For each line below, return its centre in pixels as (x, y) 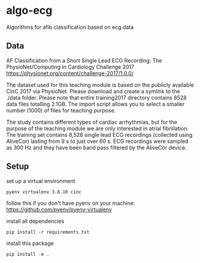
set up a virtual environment (41, 181)
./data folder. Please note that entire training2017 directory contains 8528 (96, 97)
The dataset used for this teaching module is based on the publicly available (100, 85)
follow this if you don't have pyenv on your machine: (71, 203)
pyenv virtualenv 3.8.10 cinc (44, 192)
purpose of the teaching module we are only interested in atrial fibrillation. (97, 128)
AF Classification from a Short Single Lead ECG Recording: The (84, 60)
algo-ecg (29, 11)
